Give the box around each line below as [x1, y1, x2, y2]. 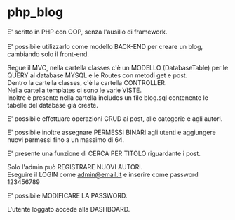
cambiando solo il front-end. [7, 50, 90, 58]
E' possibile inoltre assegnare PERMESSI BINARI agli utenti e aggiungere [7, 128, 216, 136]
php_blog [7, 4, 64, 20]
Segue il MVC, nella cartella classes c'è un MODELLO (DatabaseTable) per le [7, 63, 229, 72]
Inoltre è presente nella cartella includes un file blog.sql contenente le [7, 93, 208, 102]
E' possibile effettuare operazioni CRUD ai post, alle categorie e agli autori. [7, 114, 223, 123]
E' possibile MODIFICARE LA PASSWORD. [7, 191, 128, 200]
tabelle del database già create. [7, 101, 98, 109]
